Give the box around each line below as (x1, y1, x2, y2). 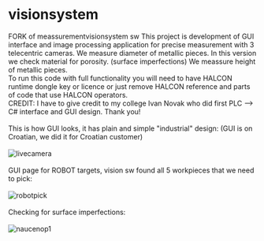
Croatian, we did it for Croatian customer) (8, 132, 143, 141)
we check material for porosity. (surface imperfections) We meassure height (8, 57, 256, 66)
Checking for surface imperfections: (8, 207, 126, 217)
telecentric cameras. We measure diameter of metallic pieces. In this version (8, 48, 257, 57)
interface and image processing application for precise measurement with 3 (8, 39, 255, 49)
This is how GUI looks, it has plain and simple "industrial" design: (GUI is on (8, 124, 253, 133)
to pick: (8, 173, 33, 183)
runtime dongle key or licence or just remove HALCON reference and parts (8, 81, 251, 91)
